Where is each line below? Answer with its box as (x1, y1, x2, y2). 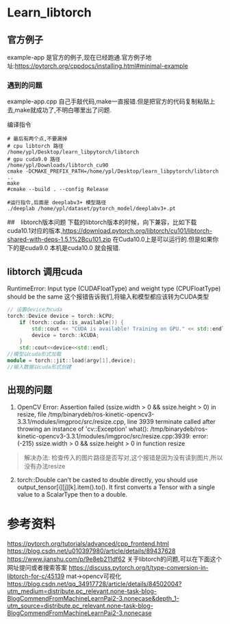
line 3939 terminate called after (127, 417, 216, 425)
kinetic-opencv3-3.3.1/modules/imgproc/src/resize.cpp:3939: (16, 432, 192, 440)
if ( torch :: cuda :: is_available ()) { (19, 319, 125, 326)
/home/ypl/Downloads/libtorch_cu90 (7, 162, 109, 169)
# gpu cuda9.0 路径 (7, 156, 61, 163)
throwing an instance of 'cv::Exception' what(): (16, 425, 149, 433)
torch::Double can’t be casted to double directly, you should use (16, 475, 199, 484)
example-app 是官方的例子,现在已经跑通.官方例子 (7, 53, 146, 61)
